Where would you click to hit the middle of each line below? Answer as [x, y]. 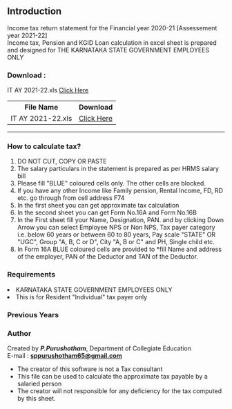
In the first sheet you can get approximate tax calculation [98, 206]
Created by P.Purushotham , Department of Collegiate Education [99, 348]
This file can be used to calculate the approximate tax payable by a [113, 376]
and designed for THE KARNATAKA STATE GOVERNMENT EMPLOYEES [108, 50]
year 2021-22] [27, 35]
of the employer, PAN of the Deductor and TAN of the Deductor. [108, 257]
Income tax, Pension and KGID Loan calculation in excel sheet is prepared [112, 42]
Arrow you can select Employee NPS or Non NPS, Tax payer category [116, 228]
